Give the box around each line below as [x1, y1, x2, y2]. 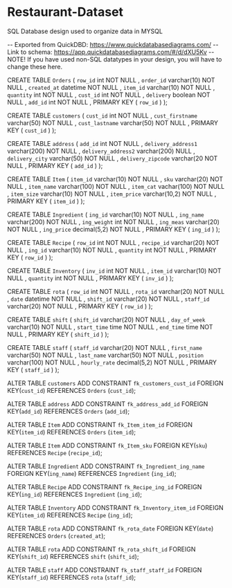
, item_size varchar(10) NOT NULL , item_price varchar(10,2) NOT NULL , [7, 190, 217, 198]
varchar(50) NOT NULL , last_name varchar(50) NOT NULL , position [7, 351, 204, 359]
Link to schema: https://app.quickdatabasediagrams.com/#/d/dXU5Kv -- [7, 48, 215, 56]
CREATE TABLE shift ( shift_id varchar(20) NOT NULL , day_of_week [7, 315, 206, 324]
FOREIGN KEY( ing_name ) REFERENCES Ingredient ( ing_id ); [7, 469, 177, 477]
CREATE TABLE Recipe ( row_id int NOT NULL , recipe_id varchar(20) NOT [7, 238, 220, 246]
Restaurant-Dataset [7, 4, 123, 20]
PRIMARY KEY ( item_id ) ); [7, 196, 85, 205]
